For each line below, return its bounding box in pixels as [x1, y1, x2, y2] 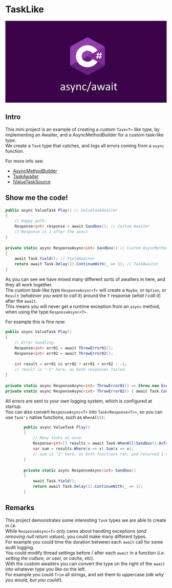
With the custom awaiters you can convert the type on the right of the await [5, 560, 165, 567]
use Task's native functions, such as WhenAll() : [5, 414, 105, 420]
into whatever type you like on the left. [5, 566, 86, 572]
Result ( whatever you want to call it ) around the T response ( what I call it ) [5, 292, 161, 299]
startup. [5, 403, 22, 410]
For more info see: [5, 157, 44, 164]
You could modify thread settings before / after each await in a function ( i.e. [5, 550, 165, 556]
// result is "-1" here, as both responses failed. [14, 367, 127, 372]
